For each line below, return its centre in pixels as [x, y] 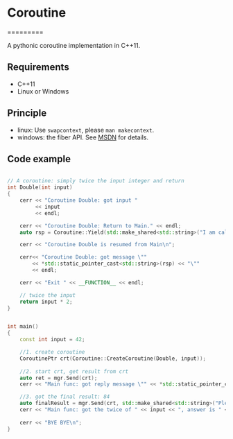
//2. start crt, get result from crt [74, 371]
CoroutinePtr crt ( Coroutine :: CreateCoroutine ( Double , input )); [113, 359]
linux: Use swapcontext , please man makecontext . [86, 130]
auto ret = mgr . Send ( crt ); [59, 378]
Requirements [38, 67]
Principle [27, 113]
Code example [39, 158]
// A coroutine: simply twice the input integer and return [96, 181]
